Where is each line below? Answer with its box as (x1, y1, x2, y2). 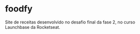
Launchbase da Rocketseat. (5, 24, 60, 30)
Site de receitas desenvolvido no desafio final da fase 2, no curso (5, 19, 135, 25)
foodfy (5, 3, 33, 14)
